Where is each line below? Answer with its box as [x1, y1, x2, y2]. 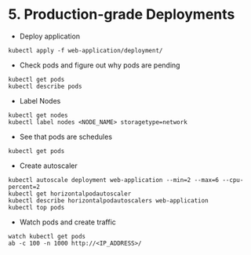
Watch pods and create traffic [19, 217, 116, 227]
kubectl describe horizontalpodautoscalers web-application [8, 196, 209, 205]
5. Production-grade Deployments [8, 5, 235, 24]
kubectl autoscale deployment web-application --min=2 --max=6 [8, 176, 220, 184]
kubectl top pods [8, 203, 65, 211]
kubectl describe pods [8, 82, 82, 90]
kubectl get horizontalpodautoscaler [8, 190, 132, 198]
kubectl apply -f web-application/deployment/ [8, 46, 163, 54]
